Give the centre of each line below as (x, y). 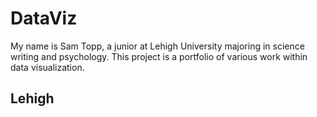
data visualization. (47, 67)
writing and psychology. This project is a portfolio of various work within (159, 56)
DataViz (44, 18)
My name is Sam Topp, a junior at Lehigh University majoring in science (157, 46)
